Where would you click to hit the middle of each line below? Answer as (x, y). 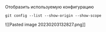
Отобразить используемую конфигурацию (50, 7)
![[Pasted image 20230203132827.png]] (45, 24)
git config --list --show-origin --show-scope (53, 16)
